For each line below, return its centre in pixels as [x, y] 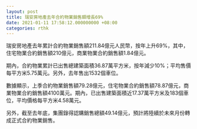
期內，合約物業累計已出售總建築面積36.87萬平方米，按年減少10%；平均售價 [98, 66]
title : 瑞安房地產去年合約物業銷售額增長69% [55, 17]
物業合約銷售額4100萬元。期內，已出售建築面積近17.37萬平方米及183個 [97, 93]
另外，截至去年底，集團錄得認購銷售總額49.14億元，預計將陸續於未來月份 [96, 113]
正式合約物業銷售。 [34, 120]
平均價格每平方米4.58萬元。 [50, 101]
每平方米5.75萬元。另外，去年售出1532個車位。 [64, 73]
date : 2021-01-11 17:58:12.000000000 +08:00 [62, 22]
